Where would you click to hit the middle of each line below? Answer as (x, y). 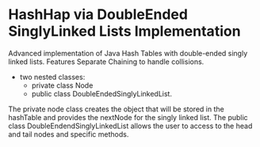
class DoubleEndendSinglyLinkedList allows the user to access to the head (130, 126)
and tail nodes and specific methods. (69, 134)
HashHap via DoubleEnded (98, 15)
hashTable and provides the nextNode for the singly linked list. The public (128, 117)
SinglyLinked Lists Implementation (124, 31)
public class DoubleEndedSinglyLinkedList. (102, 93)
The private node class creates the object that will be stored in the (116, 109)
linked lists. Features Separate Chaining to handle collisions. (106, 62)
